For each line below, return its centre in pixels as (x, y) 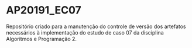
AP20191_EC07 (44, 10)
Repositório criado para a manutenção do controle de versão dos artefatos (96, 26)
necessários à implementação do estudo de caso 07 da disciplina (85, 32)
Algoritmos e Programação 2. (42, 39)
